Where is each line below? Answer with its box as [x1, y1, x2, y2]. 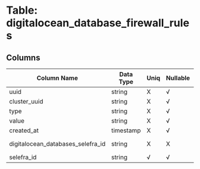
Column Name [36, 74, 79, 82]
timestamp [111, 126, 141, 134]
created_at [9, 126, 39, 134]
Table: [6, 4, 38, 17]
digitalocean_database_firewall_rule [6, 16, 189, 30]
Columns [6, 52, 40, 62]
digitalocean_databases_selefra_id [9, 140, 106, 148]
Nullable [165, 74, 190, 82]
